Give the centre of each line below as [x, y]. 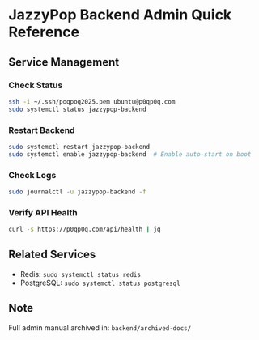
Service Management [64, 62]
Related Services [52, 255]
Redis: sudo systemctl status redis [81, 274]
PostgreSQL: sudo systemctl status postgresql [100, 283]
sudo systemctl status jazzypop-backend [78, 109]
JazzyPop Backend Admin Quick [120, 15]
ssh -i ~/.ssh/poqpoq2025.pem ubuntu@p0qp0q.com [92, 102]
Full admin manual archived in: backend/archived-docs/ [100, 327]
